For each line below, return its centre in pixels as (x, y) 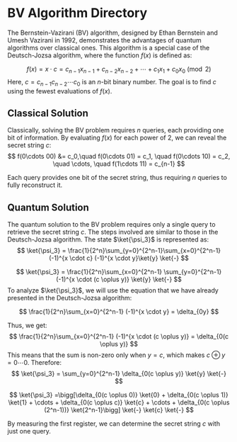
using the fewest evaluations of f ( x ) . (60, 91)
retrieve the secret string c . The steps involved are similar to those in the (113, 232)
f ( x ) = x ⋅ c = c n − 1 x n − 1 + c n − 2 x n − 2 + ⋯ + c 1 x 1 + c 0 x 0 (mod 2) (119, 70)
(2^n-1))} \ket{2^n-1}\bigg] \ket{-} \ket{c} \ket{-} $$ (119, 410)
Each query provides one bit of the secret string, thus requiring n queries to (117, 178)
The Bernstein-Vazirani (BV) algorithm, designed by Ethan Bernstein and (112, 33)
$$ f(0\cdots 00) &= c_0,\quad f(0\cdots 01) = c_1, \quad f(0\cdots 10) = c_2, (119, 157)
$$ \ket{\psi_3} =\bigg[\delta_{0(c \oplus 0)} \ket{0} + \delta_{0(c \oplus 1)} (119, 395)
